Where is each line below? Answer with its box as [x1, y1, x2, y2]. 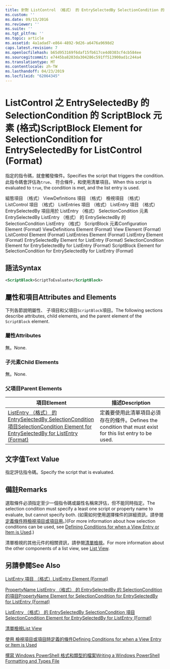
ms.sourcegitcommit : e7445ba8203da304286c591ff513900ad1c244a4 [5, 54, 142, 60]
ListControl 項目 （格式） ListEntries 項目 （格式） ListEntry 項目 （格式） [5, 201, 158, 207]
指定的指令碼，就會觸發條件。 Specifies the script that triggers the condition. [5, 172, 164, 178]
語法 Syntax [5, 264, 41, 272]
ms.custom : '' [5, 12, 35, 17]
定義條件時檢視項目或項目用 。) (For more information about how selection [5, 518, 156, 524]
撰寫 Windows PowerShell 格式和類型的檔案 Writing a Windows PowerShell [5, 652, 160, 658]
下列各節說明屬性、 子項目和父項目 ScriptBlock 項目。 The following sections [5, 307, 163, 313]
